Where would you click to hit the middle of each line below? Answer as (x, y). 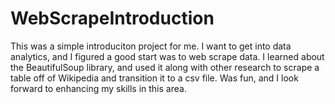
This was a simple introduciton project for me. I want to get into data (151, 46)
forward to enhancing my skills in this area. (98, 88)
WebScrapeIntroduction (112, 18)
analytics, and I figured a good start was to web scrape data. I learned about (167, 56)
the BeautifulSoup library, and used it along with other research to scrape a (165, 67)
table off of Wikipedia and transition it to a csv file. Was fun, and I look (154, 78)
